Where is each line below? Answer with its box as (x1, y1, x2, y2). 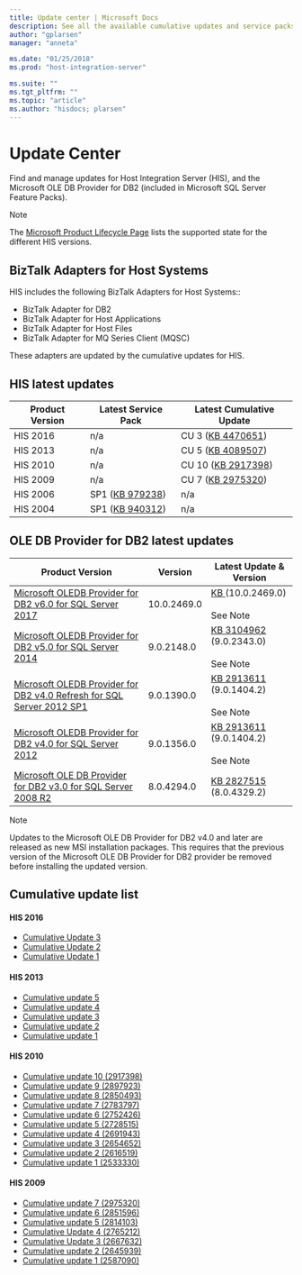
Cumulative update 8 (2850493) (22, 1089, 142, 1100)
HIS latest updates (9, 376, 115, 392)
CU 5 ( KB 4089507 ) (181, 444, 268, 457)
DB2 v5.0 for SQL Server (13, 641, 120, 653)
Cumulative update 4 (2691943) (22, 1128, 141, 1139)
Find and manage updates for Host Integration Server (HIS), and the (9, 173, 261, 184)
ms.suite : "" (9, 79, 58, 88)
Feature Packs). (9, 192, 67, 203)
